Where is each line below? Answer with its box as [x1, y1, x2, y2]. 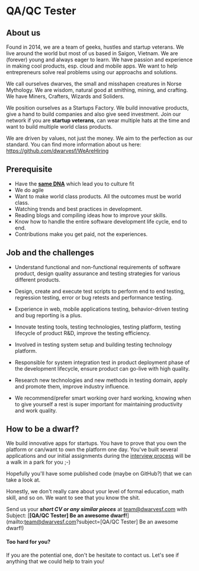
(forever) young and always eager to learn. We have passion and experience [6, 56, 193, 63]
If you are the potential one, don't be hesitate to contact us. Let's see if [6, 551, 179, 559]
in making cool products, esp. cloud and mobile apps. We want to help [6, 62, 178, 69]
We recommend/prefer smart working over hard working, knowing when [14, 394, 191, 401]
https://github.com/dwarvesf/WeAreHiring [6, 147, 109, 154]
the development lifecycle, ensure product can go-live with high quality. [14, 365, 190, 372]
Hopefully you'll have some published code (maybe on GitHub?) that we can [6, 470, 192, 477]
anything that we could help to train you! [6, 557, 105, 564]
